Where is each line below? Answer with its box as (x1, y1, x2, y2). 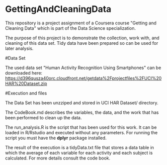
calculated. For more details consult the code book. (5, 155, 111, 161)
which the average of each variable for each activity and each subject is (5, 150, 153, 156)
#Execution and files (5, 90, 47, 96)
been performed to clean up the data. (5, 114, 82, 120)
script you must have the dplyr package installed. (5, 135, 107, 141)
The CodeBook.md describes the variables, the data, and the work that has (5, 109, 159, 115)
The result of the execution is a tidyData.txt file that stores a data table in (5, 144, 154, 150)
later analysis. (5, 45, 34, 51)
